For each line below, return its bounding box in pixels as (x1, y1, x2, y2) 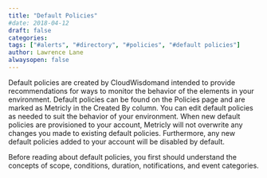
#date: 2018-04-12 (8, 19, 69, 27)
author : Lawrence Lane (8, 48, 84, 56)
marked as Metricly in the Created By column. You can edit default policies (8, 103, 253, 112)
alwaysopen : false (8, 56, 69, 64)
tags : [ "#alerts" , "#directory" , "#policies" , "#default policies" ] (8, 41, 241, 49)
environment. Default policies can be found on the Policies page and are (8, 95, 245, 104)
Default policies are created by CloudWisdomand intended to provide (8, 77, 236, 87)
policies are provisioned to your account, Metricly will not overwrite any (8, 120, 243, 130)
